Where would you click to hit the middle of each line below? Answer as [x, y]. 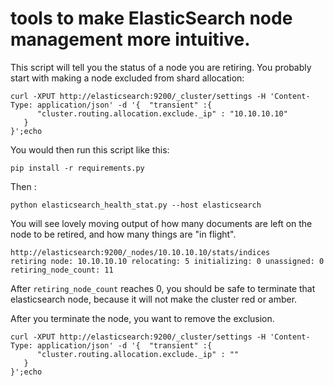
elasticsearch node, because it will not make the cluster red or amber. [154, 299]
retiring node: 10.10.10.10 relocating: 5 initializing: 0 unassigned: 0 [167, 261]
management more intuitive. [130, 39]
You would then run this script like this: [90, 149]
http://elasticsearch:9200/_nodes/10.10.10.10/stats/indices [140, 252]
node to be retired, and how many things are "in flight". [123, 234]
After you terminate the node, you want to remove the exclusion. [142, 318]
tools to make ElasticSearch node [151, 18]
